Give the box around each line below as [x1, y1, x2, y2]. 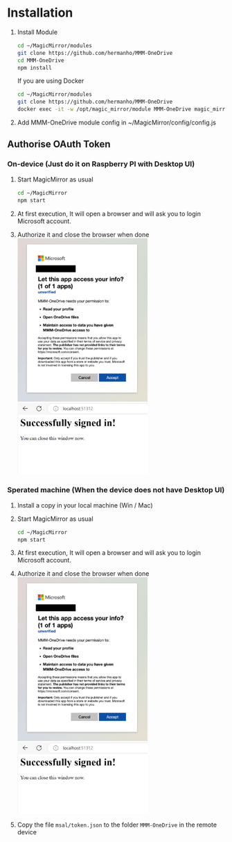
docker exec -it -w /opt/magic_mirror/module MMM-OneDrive [17, 106, 192, 113]
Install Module [17, 28, 57, 36]
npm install [17, 64, 52, 71]
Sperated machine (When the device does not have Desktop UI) [7, 485, 225, 495]
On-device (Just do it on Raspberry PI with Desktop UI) [7, 159, 195, 169]
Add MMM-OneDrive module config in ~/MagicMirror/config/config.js [17, 118, 217, 127]
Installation [7, 5, 73, 21]
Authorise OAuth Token [7, 138, 111, 150]
